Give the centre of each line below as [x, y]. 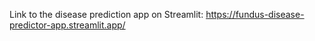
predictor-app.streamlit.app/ [67, 25]
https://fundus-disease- [255, 14]
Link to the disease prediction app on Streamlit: [106, 14]
